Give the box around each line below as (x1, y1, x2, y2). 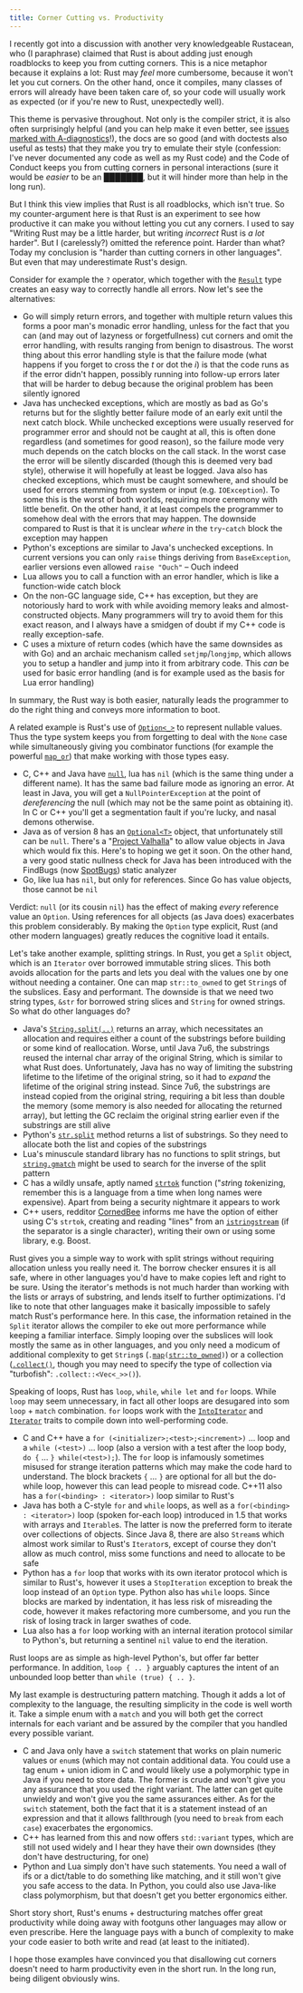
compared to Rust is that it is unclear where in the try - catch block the (22, 522, 283, 533)
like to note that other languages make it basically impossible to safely (9, 1300, 271, 1311)
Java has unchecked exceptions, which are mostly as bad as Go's (22, 397, 269, 408)
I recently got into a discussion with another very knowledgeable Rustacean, (9, 38, 294, 49)
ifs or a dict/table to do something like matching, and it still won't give (22, 1870, 282, 1881)
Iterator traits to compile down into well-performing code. (9, 1415, 229, 1425)
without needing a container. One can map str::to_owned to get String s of (9, 977, 288, 987)
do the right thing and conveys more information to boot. (9, 704, 221, 715)
